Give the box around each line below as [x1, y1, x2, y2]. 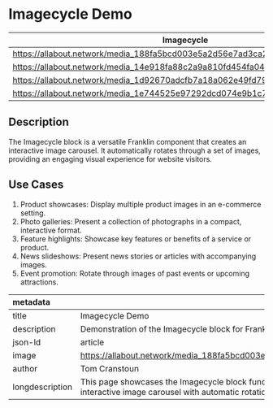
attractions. [19, 277, 59, 287]
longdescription [12, 381, 73, 393]
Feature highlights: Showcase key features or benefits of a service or [19, 233, 252, 244]
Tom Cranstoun [80, 362, 140, 374]
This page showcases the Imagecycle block [80, 375, 248, 387]
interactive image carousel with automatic [80, 386, 240, 397]
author [12, 362, 38, 374]
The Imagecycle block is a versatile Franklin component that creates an [8, 137, 247, 146]
